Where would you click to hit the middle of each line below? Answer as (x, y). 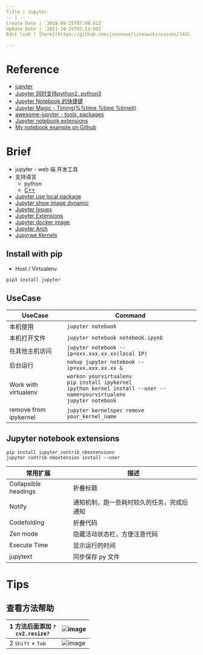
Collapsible (25, 484)
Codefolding (27, 522)
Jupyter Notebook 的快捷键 (49, 101)
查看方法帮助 (30, 608)
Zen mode (24, 534)
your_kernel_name (92, 416)
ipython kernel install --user (112, 388)
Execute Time (29, 545)
